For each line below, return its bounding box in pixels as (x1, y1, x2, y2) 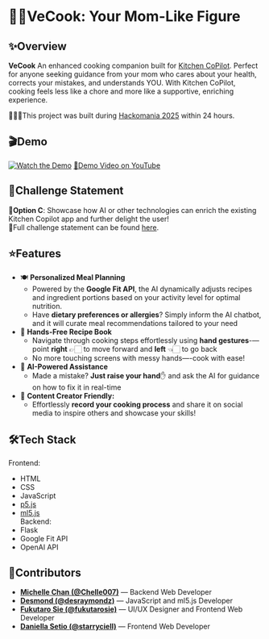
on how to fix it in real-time (31, 382, 122, 392)
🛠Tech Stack (8, 432, 77, 446)
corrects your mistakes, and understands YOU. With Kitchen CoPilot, (8, 78, 236, 87)
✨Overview (8, 40, 67, 53)
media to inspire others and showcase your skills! (31, 408, 196, 418)
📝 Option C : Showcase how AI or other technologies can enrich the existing (8, 205, 257, 215)
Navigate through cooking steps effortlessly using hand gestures (31, 336, 250, 345)
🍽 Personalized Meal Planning (19, 273, 126, 282)
